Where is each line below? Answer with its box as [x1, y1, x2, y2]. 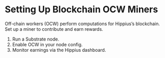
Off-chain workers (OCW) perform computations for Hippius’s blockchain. [5, 21, 160, 27]
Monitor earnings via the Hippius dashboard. [12, 47, 106, 53]
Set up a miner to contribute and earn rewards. [5, 26, 103, 32]
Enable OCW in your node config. [12, 41, 83, 47]
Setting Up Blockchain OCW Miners [5, 4, 158, 15]
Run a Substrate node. [12, 36, 60, 42]
